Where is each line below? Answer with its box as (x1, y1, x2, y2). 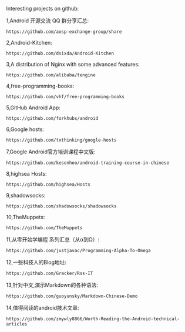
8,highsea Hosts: (6, 170, 47, 177)
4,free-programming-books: (6, 82, 75, 89)
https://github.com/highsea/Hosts (6, 182, 91, 187)
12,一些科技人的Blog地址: (6, 259, 66, 266)
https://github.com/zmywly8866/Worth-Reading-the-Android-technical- (6, 316, 180, 322)
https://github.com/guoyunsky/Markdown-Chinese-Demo (6, 293, 138, 299)
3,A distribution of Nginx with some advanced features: (6, 61, 140, 68)
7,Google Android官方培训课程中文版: (6, 148, 96, 155)
